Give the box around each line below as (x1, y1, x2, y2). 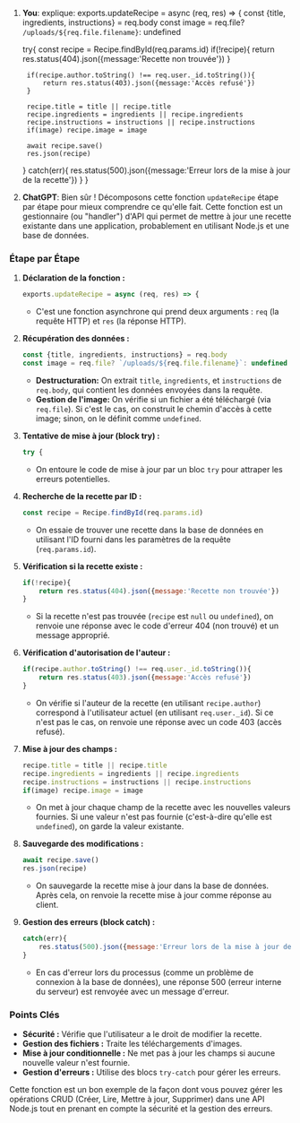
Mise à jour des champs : (21, 743, 118, 754)
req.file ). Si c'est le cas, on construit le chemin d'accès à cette (35, 403, 272, 414)
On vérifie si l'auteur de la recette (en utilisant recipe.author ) (35, 697, 261, 708)
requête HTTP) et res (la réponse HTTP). (35, 315, 186, 326)
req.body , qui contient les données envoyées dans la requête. (35, 384, 262, 395)
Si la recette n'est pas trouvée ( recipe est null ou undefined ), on (35, 611, 274, 622)
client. (35, 900, 59, 911)
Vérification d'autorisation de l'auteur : (21, 647, 171, 658)
